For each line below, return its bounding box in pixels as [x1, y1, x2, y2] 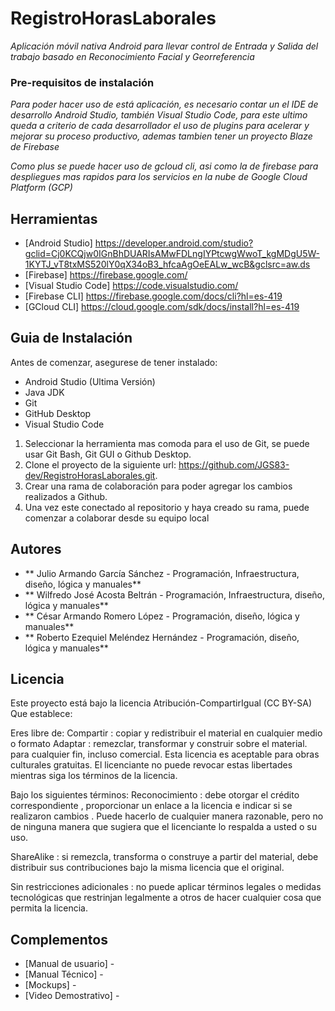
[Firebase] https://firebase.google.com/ [24, 269, 188, 281]
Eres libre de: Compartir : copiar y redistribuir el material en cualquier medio [10, 727, 323, 739]
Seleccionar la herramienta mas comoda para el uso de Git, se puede [24, 437, 310, 449]
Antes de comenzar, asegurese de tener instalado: [10, 356, 218, 368]
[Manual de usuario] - [24, 958, 115, 970]
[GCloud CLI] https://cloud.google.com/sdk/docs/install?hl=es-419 [24, 301, 300, 313]
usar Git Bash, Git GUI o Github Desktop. [24, 448, 192, 460]
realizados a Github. [24, 490, 108, 502]
